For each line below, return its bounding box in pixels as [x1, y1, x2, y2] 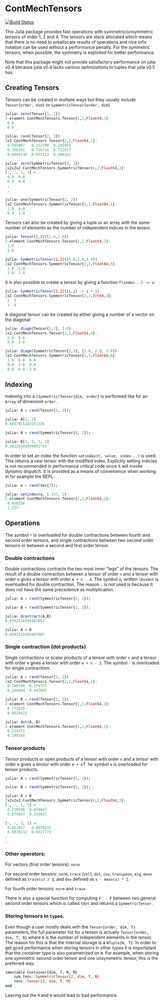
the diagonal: [5, 317, 32, 323]
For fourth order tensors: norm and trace [5, 886, 86, 892]
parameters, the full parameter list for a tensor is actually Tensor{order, [5, 929, 149, 935]
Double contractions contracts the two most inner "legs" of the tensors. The [5, 566, 159, 572]
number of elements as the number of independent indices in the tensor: [5, 225, 152, 231]
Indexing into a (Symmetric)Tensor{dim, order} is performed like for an [5, 393, 148, 400]
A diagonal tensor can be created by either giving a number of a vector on [5, 311, 155, 317]
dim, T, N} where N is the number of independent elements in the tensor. [5, 934, 153, 940]
